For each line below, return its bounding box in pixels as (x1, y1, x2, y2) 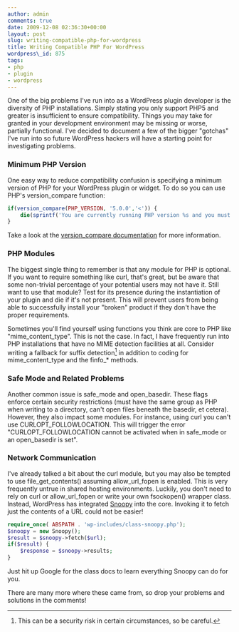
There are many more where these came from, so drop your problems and (7, 588, 225, 597)
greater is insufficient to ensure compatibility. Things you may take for (7, 111, 213, 120)
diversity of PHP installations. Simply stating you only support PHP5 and (7, 104, 219, 113)
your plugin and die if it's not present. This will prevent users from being (7, 295, 218, 304)
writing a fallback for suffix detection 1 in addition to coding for (7, 347, 189, 357)
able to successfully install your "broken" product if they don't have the (7, 302, 216, 311)
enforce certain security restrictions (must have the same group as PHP (7, 397, 218, 406)
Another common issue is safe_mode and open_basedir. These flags (7, 389, 208, 398)
